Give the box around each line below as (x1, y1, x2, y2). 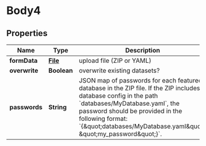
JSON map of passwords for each (78, 76, 177, 84)
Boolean (48, 67, 74, 75)
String (48, 103, 67, 111)
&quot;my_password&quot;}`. (78, 130, 162, 138)
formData (9, 56, 38, 65)
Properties (6, 28, 48, 38)
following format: (78, 114, 128, 123)
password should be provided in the (78, 107, 183, 115)
